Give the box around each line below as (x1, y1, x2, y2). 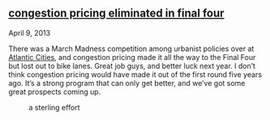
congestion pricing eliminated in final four (8, 6, 225, 20)
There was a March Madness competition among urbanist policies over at (8, 44, 255, 54)
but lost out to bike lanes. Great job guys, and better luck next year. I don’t (8, 61, 255, 71)
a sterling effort (28, 102, 80, 112)
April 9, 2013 (8, 28, 51, 37)
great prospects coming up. (8, 87, 101, 96)
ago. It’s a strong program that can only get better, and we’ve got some (8, 78, 246, 88)
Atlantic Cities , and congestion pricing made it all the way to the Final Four (8, 52, 256, 62)
